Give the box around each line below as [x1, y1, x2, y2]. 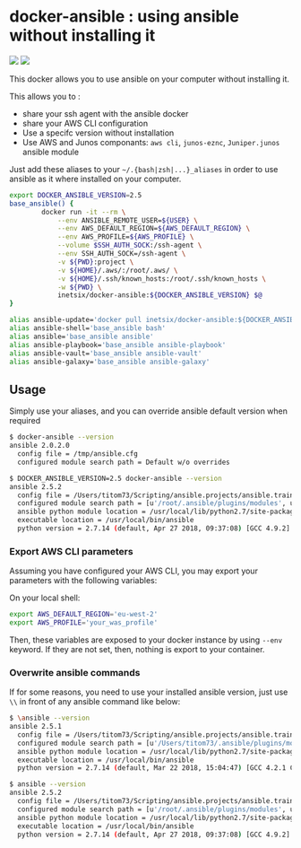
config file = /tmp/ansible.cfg [17, 450, 139, 459]
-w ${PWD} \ [56, 283, 102, 292]
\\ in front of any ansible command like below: [9, 696, 181, 707]
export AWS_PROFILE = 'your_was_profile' [9, 618, 159, 627]
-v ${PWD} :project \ [56, 258, 134, 267]
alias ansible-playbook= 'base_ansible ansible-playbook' [9, 340, 227, 349]
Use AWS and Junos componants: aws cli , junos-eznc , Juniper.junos [21, 136, 280, 147]
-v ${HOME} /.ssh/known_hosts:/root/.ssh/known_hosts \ [56, 274, 267, 284]
